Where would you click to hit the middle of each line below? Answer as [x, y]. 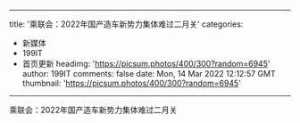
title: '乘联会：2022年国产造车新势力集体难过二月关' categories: [126, 24]
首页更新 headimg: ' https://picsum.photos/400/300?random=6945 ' [146, 64]
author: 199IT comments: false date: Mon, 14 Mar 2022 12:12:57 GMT [149, 74]
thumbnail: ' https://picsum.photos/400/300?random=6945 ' [131, 83]
